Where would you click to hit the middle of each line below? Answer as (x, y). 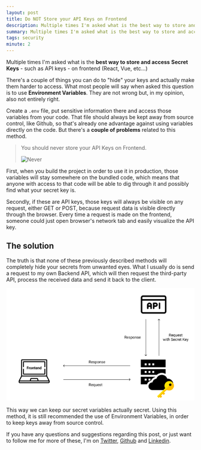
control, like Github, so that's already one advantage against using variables (100, 123)
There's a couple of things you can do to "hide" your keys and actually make (100, 80)
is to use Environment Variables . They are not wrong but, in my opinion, (95, 93)
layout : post (22, 13)
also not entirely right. (33, 99)
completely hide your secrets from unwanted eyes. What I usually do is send (100, 267)
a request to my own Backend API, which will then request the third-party (97, 273)
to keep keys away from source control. (55, 423)
